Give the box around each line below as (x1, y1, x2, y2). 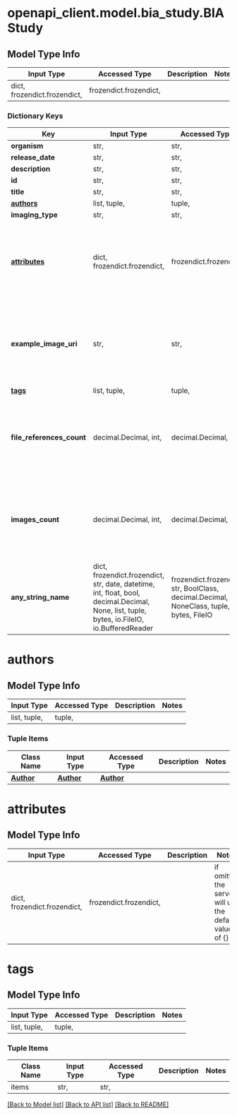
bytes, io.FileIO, (92, 615, 145, 625)
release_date (11, 153, 55, 163)
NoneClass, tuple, (171, 601, 231, 611)
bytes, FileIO (171, 610, 213, 620)
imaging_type (11, 210, 58, 220)
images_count (11, 514, 60, 524)
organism (11, 141, 44, 151)
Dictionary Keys (7, 111, 63, 121)
